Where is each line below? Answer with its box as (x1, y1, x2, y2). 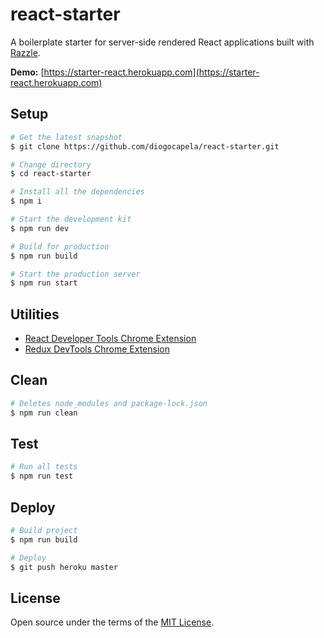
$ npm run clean (10, 408, 78, 418)
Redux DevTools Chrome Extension (24, 343, 170, 355)
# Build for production (10, 241, 110, 252)
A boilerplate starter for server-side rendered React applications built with (10, 36, 315, 48)
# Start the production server (10, 269, 141, 279)
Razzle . (10, 46, 41, 58)
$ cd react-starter (10, 169, 92, 179)
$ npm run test (10, 471, 74, 482)
